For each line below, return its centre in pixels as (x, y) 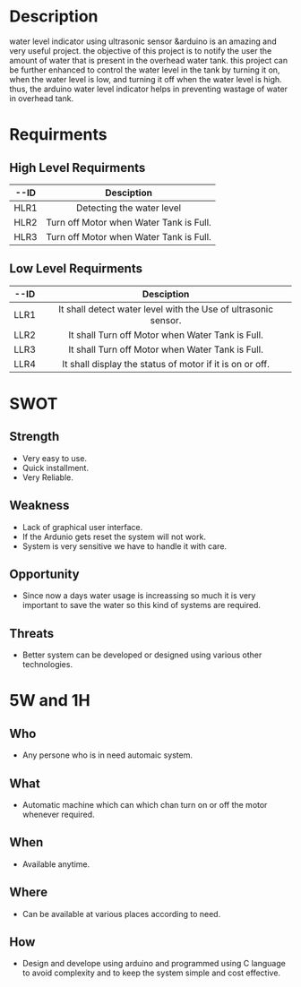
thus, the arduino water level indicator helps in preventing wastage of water (149, 89)
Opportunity (44, 574)
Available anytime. (56, 864)
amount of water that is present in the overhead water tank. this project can (149, 60)
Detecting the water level (129, 208)
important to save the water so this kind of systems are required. (142, 605)
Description (54, 17)
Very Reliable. (47, 477)
